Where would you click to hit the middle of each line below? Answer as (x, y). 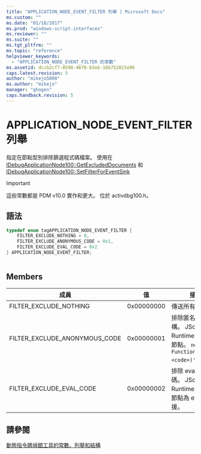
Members (25, 277)
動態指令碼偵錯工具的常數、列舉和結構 (53, 445)
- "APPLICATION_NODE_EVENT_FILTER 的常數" (64, 62)
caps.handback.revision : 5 (40, 95)
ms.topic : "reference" (34, 51)
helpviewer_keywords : (33, 56)
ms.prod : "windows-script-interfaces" (54, 28)
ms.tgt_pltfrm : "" (29, 46)
